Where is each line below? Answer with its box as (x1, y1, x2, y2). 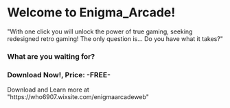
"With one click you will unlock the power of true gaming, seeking (7, 27, 193, 36)
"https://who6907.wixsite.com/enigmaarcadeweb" (7, 93, 150, 101)
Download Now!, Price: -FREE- (7, 70, 111, 79)
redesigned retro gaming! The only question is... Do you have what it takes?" (7, 34, 223, 42)
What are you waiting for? (7, 51, 95, 61)
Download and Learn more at (7, 85, 89, 94)
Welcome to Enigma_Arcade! (7, 5, 176, 21)
